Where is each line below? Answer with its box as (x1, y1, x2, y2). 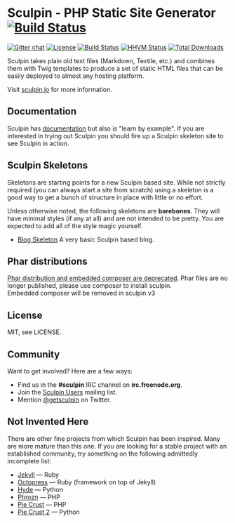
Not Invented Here (7, 416, 89, 428)
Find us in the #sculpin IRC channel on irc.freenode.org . (17, 380, 182, 389)
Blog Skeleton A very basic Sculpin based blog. (17, 235, 154, 244)
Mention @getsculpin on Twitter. (17, 395, 112, 404)
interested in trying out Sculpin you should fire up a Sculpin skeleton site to (7, 131, 224, 140)
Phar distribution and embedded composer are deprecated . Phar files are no (7, 274, 228, 282)
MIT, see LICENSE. (7, 328, 62, 336)
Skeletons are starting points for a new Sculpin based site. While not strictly (7, 178, 226, 187)
